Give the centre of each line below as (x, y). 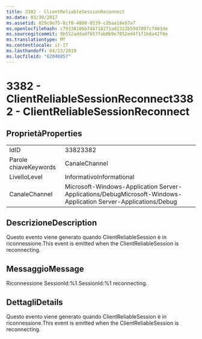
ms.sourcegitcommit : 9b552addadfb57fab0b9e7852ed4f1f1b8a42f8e (87, 34)
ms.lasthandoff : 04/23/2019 (41, 51)
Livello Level (26, 176)
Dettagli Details (35, 302)
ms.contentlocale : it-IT (37, 46)
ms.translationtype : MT (36, 40)
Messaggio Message (45, 268)
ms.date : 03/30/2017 (32, 17)
